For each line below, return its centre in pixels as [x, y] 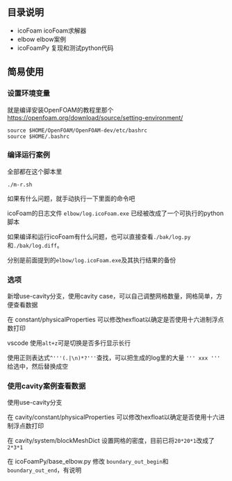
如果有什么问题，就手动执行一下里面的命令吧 [71, 198]
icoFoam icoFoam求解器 [52, 31]
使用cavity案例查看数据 [47, 386]
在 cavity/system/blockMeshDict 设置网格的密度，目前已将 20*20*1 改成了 [111, 441]
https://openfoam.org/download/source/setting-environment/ [95, 117]
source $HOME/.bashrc [39, 136]
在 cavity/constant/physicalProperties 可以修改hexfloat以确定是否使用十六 [113, 417]
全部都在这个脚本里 [35, 171]
